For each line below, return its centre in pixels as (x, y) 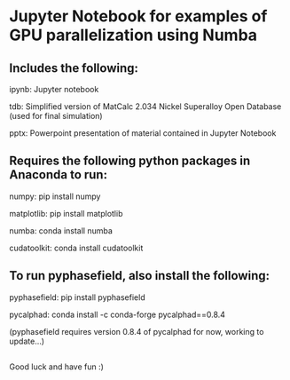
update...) (27, 341)
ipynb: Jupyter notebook (54, 89)
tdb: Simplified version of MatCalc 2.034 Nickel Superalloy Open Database (145, 107)
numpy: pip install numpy (55, 196)
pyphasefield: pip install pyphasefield (77, 297)
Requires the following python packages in (130, 161)
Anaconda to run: (59, 175)
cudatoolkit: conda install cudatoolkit (76, 248)
